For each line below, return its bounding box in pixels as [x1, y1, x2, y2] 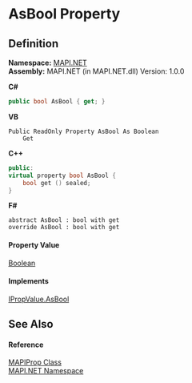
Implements [8, 276, 50, 286]
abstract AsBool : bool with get [8, 216, 120, 224]
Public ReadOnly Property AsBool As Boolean [8, 127, 159, 135]
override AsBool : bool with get [8, 224, 120, 232]
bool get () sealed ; [22, 179, 91, 187]
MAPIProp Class [8, 357, 62, 367]
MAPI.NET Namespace [8, 366, 84, 376]
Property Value [8, 240, 60, 249]
